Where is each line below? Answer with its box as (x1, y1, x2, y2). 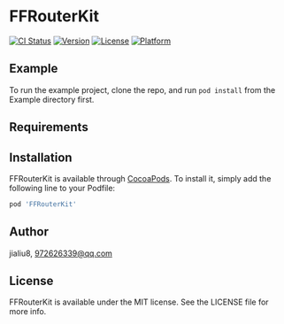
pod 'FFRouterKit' (9, 199, 77, 209)
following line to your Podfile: (9, 182, 116, 193)
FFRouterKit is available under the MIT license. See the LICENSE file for (9, 297, 269, 307)
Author (9, 224, 49, 240)
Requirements (9, 120, 88, 135)
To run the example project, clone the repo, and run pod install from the (9, 84, 276, 95)
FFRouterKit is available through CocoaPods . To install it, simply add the (9, 173, 272, 183)
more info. (9, 306, 47, 317)
